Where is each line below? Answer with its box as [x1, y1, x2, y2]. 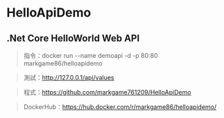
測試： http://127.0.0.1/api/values [23, 74, 114, 81]
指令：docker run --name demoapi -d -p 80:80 [23, 52, 158, 59]
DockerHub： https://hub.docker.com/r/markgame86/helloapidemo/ [23, 103, 216, 111]
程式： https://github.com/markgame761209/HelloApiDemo [23, 88, 191, 96]
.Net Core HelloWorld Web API [6, 32, 140, 44]
